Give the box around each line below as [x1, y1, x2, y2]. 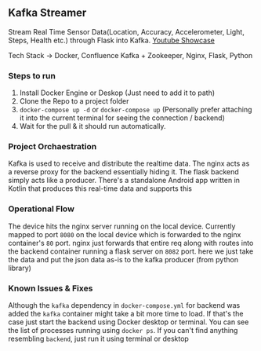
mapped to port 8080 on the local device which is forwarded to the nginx [8, 229, 241, 239]
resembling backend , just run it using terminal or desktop [8, 334, 190, 343]
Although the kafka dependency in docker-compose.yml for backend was [8, 301, 241, 309]
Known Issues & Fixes [8, 283, 93, 294]
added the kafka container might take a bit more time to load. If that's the [8, 309, 244, 318]
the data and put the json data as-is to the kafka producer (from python [8, 254, 239, 264]
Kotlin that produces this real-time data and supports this [8, 184, 192, 193]
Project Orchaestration [8, 141, 97, 152]
